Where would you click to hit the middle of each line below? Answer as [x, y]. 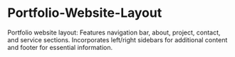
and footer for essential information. [60, 47]
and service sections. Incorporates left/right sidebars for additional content [117, 39]
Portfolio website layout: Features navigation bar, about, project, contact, [114, 32]
